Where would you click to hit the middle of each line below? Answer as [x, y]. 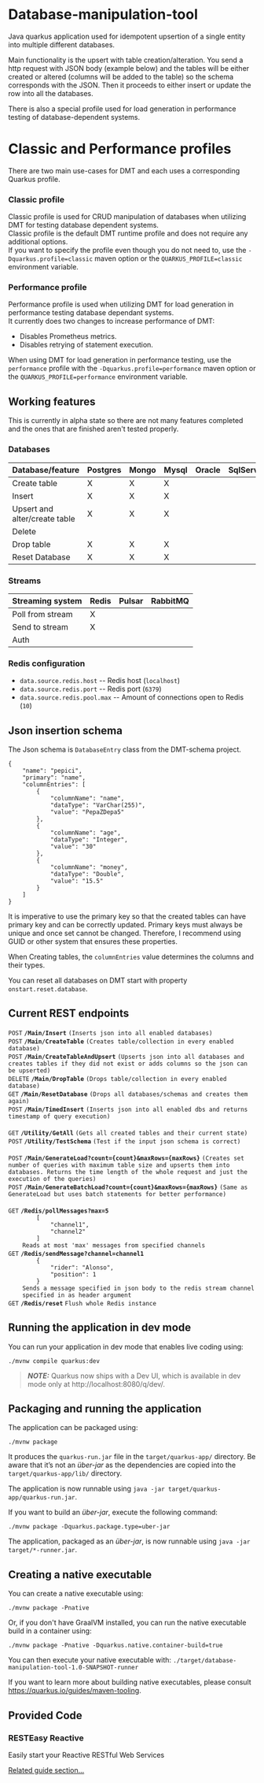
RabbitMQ [170, 600]
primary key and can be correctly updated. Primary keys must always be [126, 924]
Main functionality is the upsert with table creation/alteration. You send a [126, 60]
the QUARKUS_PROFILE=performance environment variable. [98, 377]
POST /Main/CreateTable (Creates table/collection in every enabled [121, 1042]
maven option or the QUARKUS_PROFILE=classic [168, 258]
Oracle [208, 470]
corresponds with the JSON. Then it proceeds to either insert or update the [130, 85]
